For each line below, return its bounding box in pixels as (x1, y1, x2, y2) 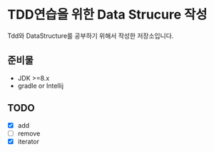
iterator (17, 137, 40, 146)
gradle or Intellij (17, 81, 64, 90)
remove (17, 129, 41, 138)
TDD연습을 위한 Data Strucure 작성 (7, 6, 208, 23)
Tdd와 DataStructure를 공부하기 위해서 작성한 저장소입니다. (7, 31, 174, 40)
